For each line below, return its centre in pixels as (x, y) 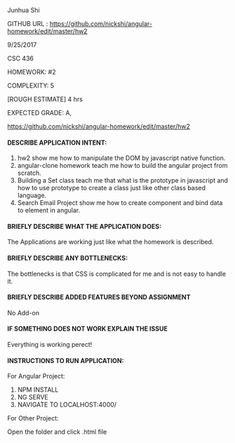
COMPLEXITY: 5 (31, 86)
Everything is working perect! (50, 345)
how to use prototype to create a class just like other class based (111, 188)
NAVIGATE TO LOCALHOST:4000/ (67, 405)
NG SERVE (33, 397)
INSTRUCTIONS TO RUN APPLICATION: (66, 360)
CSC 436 (20, 58)
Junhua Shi (23, 10)
